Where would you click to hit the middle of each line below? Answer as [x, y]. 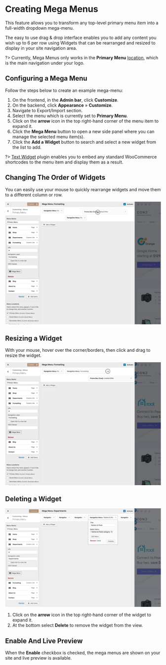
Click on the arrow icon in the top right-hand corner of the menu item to [85, 121]
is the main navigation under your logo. [45, 63]
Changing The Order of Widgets [55, 178]
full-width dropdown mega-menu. [40, 28]
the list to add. [27, 147]
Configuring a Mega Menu [46, 78]
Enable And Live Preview [44, 641]
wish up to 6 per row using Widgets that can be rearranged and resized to [80, 42]
